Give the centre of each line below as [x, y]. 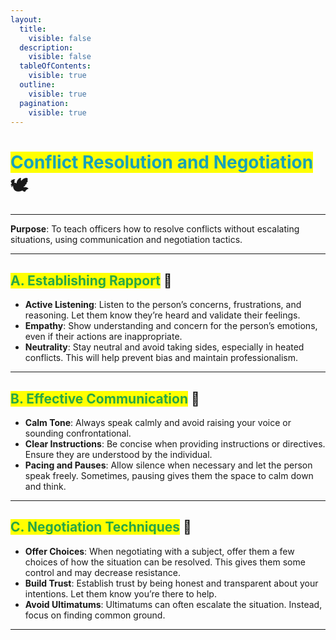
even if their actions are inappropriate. [103, 337]
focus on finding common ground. [95, 615]
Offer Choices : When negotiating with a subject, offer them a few [159, 551]
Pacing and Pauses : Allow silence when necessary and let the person [168, 465]
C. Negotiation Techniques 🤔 [101, 527]
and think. [45, 486]
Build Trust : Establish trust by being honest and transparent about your [171, 583]
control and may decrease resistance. [102, 572]
